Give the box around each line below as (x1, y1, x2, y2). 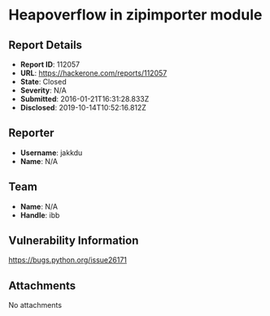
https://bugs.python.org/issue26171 (8, 255, 128, 265)
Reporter (8, 126, 54, 140)
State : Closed (20, 77, 67, 86)
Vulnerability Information (8, 234, 139, 248)
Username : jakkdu (20, 148, 83, 158)
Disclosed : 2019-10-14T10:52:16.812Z (20, 103, 146, 112)
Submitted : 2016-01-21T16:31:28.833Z (20, 94, 150, 103)
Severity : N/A (20, 85, 67, 95)
